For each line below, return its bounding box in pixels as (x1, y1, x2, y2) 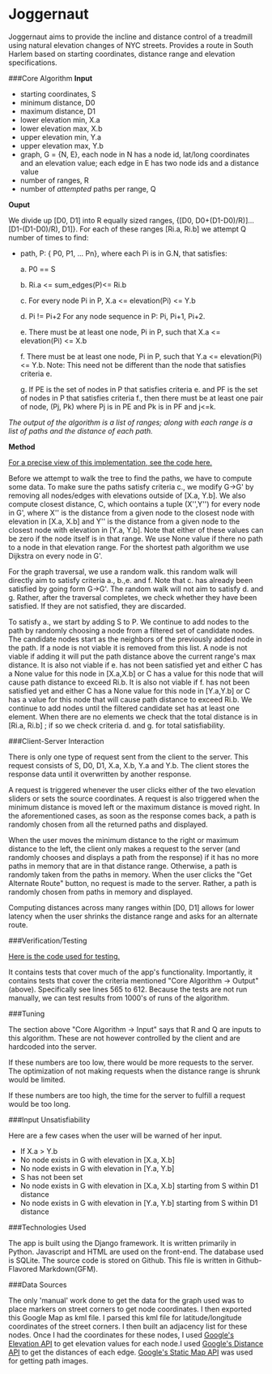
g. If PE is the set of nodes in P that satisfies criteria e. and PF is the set (19, 384, 258, 394)
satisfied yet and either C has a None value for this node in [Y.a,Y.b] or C (8, 685, 251, 695)
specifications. (8, 58, 58, 67)
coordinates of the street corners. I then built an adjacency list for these (8, 1321, 248, 1331)
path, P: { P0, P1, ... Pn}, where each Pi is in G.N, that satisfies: (19, 248, 228, 258)
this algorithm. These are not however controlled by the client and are (8, 1033, 240, 1043)
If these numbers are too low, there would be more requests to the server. (8, 1057, 254, 1067)
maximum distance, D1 (19, 106, 96, 116)
